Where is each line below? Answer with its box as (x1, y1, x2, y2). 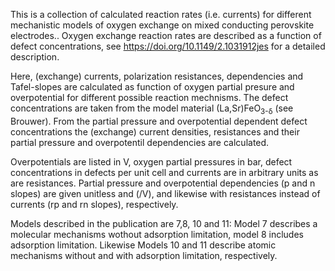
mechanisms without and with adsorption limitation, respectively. (10, 249, 278, 261)
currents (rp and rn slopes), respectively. (10, 198, 179, 210)
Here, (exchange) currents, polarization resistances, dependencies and (10, 70, 304, 82)
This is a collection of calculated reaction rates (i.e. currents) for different (10, 9, 312, 20)
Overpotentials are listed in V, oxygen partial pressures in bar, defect (10, 155, 293, 168)
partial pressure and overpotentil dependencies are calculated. (10, 136, 270, 148)
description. (10, 51, 60, 63)
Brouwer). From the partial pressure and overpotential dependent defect (10, 115, 308, 127)
